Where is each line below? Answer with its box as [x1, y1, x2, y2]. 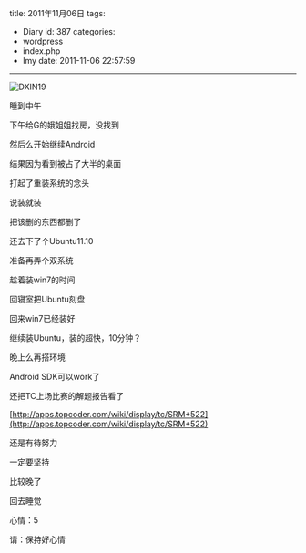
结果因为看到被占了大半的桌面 [9, 159, 121, 169]
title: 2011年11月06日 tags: [9, 8, 107, 18]
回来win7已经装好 [9, 313, 76, 323]
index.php [22, 46, 61, 56]
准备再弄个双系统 [9, 255, 74, 266]
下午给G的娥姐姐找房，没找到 [9, 119, 120, 130]
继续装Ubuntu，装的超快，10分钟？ [9, 333, 141, 343]
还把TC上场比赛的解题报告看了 [9, 391, 125, 401]
